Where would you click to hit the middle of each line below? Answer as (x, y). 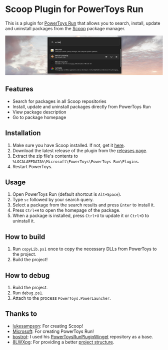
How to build (25, 237)
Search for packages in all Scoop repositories (59, 101)
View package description (39, 112)
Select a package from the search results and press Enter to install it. (83, 205)
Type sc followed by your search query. (53, 200)
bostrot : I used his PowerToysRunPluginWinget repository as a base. (83, 336)
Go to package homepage (39, 117)
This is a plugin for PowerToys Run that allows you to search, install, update (83, 23)
